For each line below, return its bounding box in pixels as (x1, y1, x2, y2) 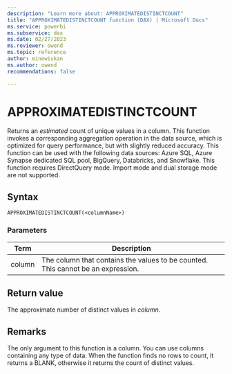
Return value (7, 287, 64, 299)
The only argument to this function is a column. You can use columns (7, 344, 204, 353)
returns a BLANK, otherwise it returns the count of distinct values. (7, 359, 195, 367)
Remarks (7, 326, 47, 337)
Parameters (7, 226, 47, 235)
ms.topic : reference (7, 49, 67, 56)
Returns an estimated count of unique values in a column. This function (7, 127, 211, 135)
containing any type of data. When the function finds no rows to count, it (7, 351, 214, 360)
